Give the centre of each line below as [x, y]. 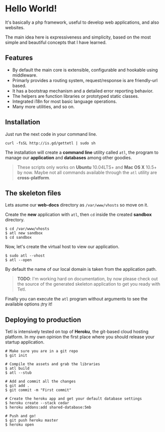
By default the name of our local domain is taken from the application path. [81, 269]
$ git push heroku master [32, 421]
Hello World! [31, 9]
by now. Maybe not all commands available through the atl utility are [87, 172]
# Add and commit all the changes [41, 382]
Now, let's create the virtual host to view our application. [62, 247]
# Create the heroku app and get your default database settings [73, 399]
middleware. [25, 75]
